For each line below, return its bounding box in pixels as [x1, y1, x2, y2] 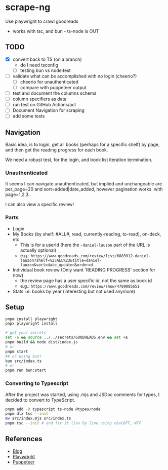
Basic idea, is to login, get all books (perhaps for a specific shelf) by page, [5, 141, 160, 148]
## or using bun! [5, 354, 42, 359]
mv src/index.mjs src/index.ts [5, 416, 71, 421]
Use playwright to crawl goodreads [5, 18, 78, 24]
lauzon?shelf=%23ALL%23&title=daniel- [20, 258, 102, 263]
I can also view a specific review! [5, 202, 74, 208]
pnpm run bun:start [5, 368, 47, 373]
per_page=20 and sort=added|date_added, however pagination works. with [5, 186, 163, 192]
